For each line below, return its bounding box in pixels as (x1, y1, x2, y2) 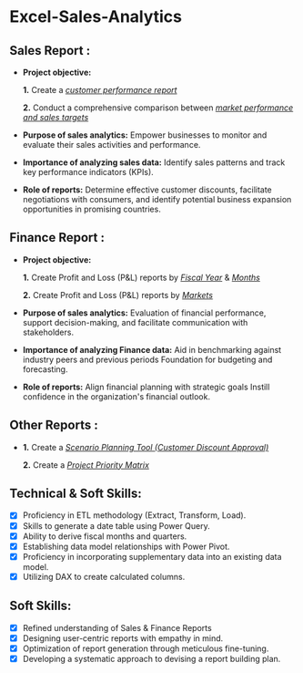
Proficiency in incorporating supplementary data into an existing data (22, 551, 282, 562)
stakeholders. (22, 326, 75, 337)
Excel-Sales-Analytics (9, 6, 183, 27)
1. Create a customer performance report (22, 85, 177, 95)
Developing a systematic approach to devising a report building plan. (22, 653, 281, 664)
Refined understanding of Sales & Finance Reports (22, 622, 212, 633)
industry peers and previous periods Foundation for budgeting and (22, 354, 273, 365)
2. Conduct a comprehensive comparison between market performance (22, 102, 294, 113)
